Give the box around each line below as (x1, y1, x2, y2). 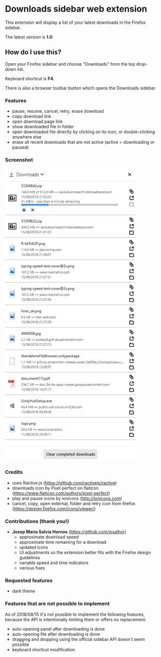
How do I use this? (5, 48, 62, 56)
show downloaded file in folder (12, 124, 74, 130)
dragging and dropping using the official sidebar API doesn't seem (12, 636, 145, 642)
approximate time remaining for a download (19, 539, 107, 545)
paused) (12, 144, 29, 150)
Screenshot (5, 156, 33, 163)
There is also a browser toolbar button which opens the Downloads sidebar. (5, 85, 157, 91)
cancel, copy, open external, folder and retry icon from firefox (12, 501, 136, 506)
